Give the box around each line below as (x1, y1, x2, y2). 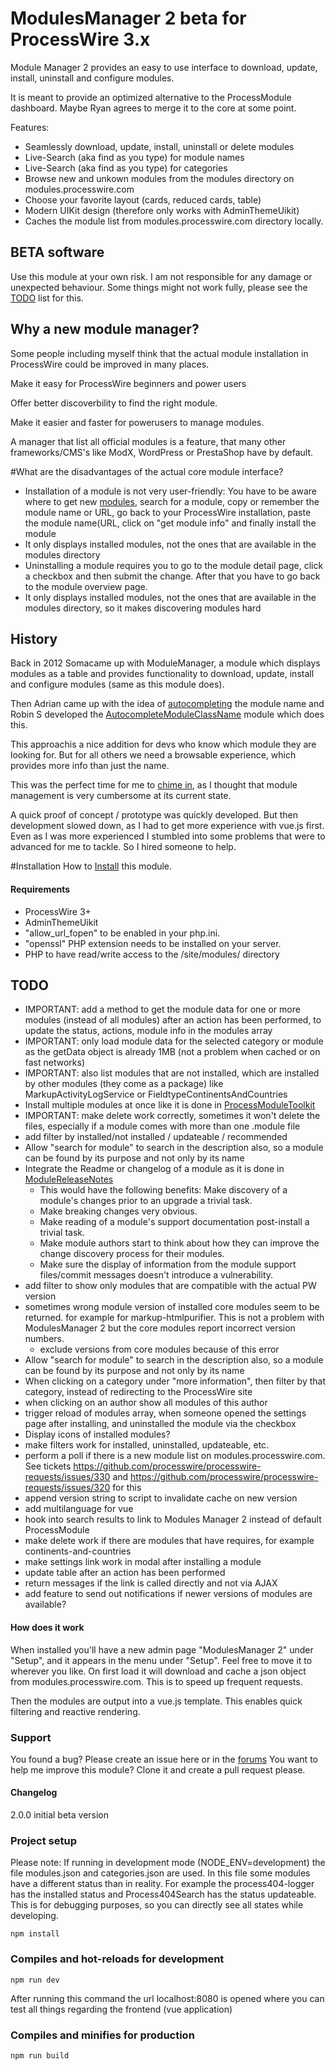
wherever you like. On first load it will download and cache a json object (10, 1665, 307, 1677)
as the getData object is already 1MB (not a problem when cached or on (24, 1046, 321, 1058)
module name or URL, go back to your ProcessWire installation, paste (24, 506, 312, 518)
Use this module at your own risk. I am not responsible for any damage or (10, 270, 313, 282)
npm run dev (10, 1975, 60, 1985)
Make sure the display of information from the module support (39, 1258, 297, 1271)
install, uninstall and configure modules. (10, 72, 175, 84)
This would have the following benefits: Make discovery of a (39, 1184, 288, 1196)
